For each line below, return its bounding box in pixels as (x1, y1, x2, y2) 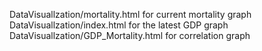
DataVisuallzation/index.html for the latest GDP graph (9, 19, 229, 31)
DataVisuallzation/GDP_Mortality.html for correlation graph (9, 30, 251, 41)
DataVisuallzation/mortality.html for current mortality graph (9, 9, 252, 20)
